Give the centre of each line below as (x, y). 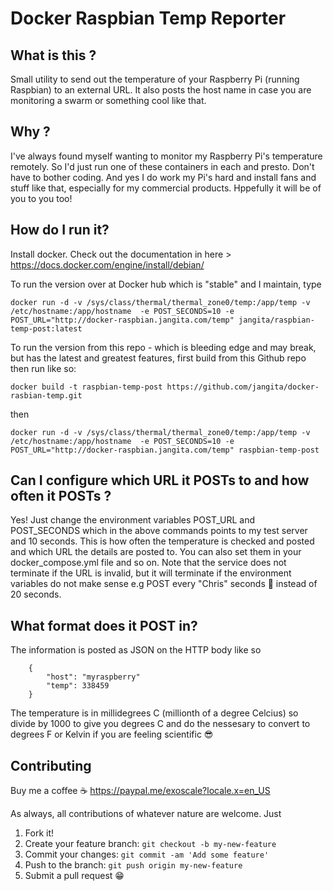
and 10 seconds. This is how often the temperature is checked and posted (162, 541)
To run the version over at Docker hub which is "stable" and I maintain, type (166, 284)
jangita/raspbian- (276, 320)
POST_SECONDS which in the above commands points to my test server (159, 531)
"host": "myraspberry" (93, 677)
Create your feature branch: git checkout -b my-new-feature (150, 844)
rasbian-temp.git (46, 395)
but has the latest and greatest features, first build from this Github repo (158, 358)
